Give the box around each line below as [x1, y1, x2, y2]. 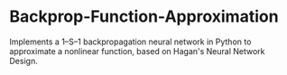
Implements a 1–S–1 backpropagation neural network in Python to [9, 36, 252, 47]
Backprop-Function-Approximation [9, 6, 279, 27]
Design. [9, 55, 38, 66]
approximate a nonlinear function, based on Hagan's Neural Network [9, 45, 265, 56]
